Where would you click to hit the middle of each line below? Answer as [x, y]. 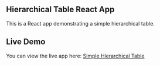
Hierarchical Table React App [60, 10]
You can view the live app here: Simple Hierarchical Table [75, 56]
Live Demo [26, 42]
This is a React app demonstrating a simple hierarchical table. [81, 23]
